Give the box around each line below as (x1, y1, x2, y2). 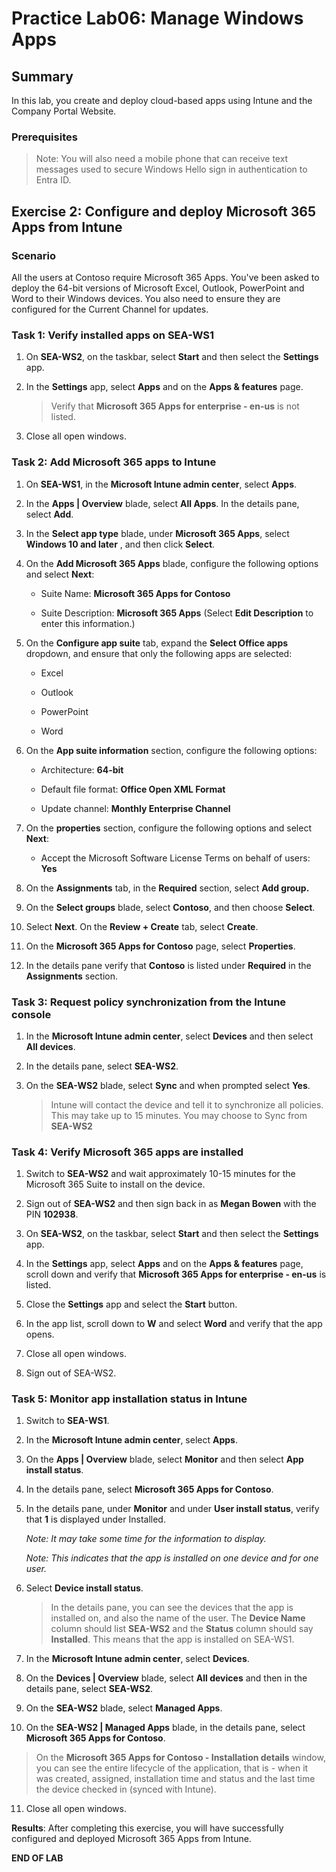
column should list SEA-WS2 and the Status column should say (50, 1623, 314, 1635)
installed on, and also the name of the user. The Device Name (50, 1612, 306, 1624)
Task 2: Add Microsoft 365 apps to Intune (11, 455, 217, 469)
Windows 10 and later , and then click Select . (25, 538, 216, 550)
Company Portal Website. (11, 105, 117, 117)
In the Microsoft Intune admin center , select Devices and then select (25, 1030, 314, 1042)
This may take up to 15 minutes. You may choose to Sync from (50, 1109, 308, 1121)
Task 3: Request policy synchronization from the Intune (11, 995, 287, 1009)
